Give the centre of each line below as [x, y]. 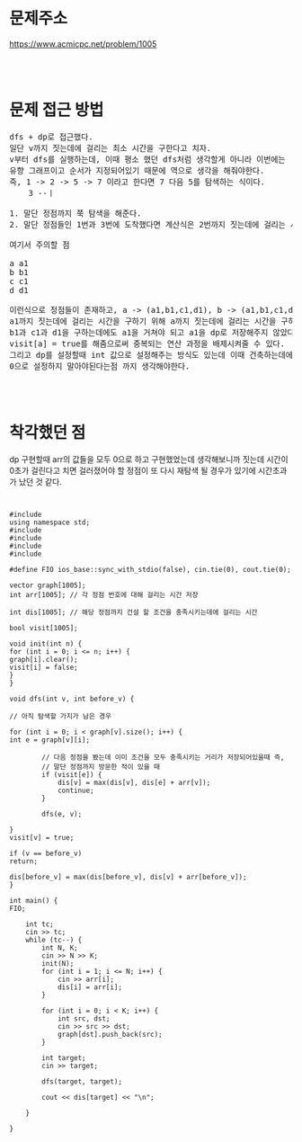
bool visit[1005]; [44, 628]
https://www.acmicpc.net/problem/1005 [83, 44]
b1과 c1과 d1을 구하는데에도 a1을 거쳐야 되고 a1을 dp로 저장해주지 [139, 332]
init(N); [58, 963]
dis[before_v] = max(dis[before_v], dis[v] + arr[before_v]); [128, 877]
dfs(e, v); [62, 814]
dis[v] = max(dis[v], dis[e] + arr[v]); [134, 782]
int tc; [40, 924]
